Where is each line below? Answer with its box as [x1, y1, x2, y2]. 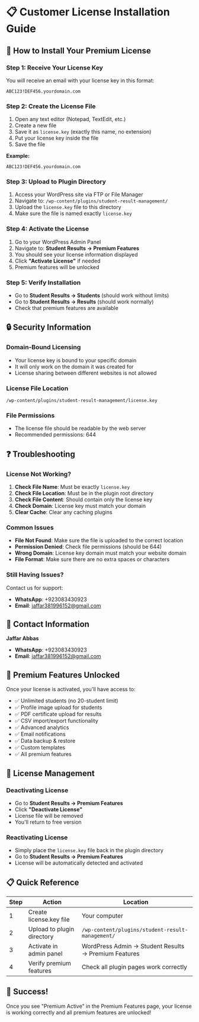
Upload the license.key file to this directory [14, 204, 121, 211]
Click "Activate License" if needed [14, 257, 101, 264]
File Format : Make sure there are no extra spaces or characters [14, 556, 170, 563]
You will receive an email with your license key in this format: [6, 77, 155, 84]
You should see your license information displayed [14, 251, 138, 258]
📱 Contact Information [6, 619, 90, 629]
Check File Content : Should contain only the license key [14, 496, 153, 503]
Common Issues [6, 523, 54, 531]
